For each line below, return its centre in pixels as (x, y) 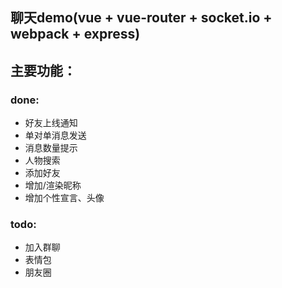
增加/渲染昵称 (53, 185)
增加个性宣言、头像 (64, 198)
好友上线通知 (51, 123)
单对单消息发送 (55, 135)
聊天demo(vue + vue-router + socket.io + (141, 18)
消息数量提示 (51, 148)
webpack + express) (75, 34)
